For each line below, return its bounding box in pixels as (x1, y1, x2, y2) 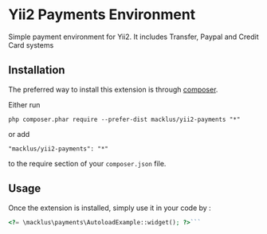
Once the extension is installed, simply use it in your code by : (8, 203, 211, 213)
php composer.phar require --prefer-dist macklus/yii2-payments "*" (8, 115, 241, 123)
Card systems (8, 40, 54, 49)
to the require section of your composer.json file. (8, 158, 167, 168)
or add (8, 129, 30, 138)
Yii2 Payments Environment (8, 6, 196, 24)
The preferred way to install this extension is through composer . (8, 84, 218, 94)
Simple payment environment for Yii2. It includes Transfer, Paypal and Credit (8, 32, 259, 41)
